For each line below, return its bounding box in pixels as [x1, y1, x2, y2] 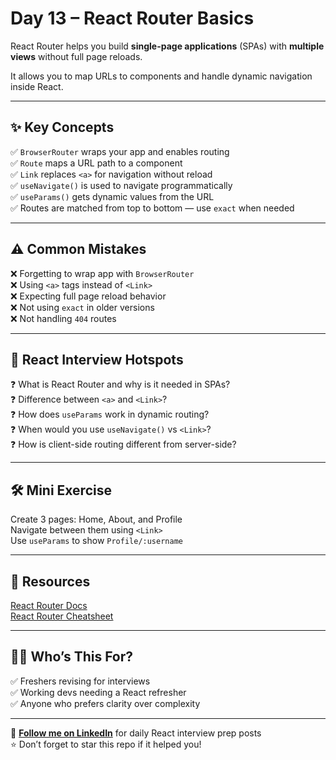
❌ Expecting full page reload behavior [10, 290, 167, 302]
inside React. [10, 80, 64, 92]
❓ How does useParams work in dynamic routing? [10, 408, 210, 421]
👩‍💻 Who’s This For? [10, 648, 134, 666]
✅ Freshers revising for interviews [10, 675, 151, 687]
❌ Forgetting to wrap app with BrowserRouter [10, 267, 195, 279]
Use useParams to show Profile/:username [10, 535, 183, 547]
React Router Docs [10, 600, 88, 611]
